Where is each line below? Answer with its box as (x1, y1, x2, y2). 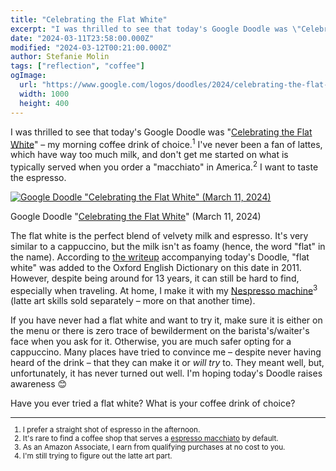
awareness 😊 (10, 378, 68, 390)
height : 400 (19, 98, 70, 108)
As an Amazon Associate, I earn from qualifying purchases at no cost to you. (22, 442, 286, 453)
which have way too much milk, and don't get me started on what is (10, 149, 289, 161)
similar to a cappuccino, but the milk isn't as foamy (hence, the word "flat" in (10, 240, 326, 252)
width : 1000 (19, 89, 70, 99)
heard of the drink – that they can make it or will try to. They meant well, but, (10, 357, 325, 369)
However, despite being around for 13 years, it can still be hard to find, (10, 272, 300, 284)
